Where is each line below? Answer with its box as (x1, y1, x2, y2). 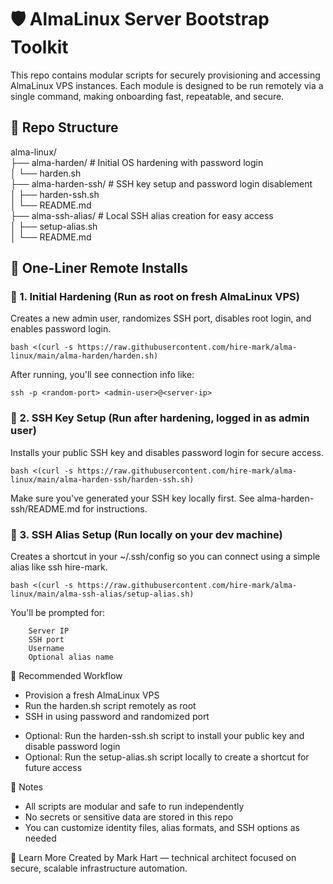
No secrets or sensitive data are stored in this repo (24, 811, 234, 823)
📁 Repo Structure (10, 119, 119, 136)
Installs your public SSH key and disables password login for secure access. (10, 446, 324, 458)
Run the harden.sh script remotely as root (24, 700, 197, 712)
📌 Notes (10, 781, 44, 793)
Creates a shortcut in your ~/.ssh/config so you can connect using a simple (10, 551, 321, 563)
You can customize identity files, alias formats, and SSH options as (24, 822, 300, 834)
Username (28, 644, 65, 654)
